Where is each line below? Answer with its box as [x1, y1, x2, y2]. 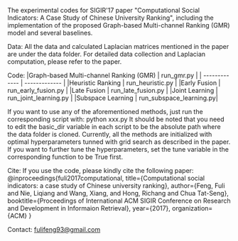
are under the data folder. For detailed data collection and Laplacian [7, 50, 206, 58]
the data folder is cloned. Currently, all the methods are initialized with [7, 130, 212, 138]
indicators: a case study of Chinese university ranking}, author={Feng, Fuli [7, 181, 225, 190]
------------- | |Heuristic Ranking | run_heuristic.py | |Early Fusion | [24, 79, 221, 87]
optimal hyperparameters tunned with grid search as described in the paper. [7, 138, 231, 146]
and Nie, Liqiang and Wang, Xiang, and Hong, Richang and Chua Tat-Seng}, [7, 189, 229, 197]
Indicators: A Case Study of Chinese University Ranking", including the [7, 13, 215, 22]
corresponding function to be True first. [7, 152, 123, 161]
